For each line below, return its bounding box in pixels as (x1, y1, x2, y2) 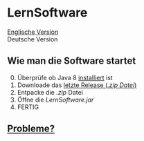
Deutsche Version (7, 35, 58, 43)
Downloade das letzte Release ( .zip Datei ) (17, 81, 137, 89)
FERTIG (17, 102, 39, 111)
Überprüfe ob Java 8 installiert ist (17, 73, 113, 82)
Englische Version (7, 28, 59, 36)
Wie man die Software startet (7, 55, 136, 67)
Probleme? (7, 123, 55, 135)
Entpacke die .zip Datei (17, 88, 83, 96)
